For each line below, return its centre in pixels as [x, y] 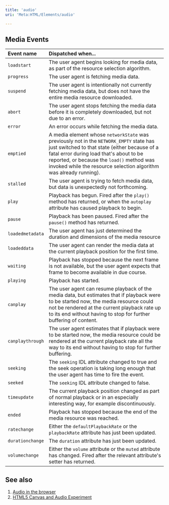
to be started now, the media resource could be [105, 335]
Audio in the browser [34, 492]
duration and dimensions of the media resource [105, 237]
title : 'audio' [21, 10]
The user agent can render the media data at [101, 245]
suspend [17, 91]
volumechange [23, 456]
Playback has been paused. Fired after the [99, 216]
